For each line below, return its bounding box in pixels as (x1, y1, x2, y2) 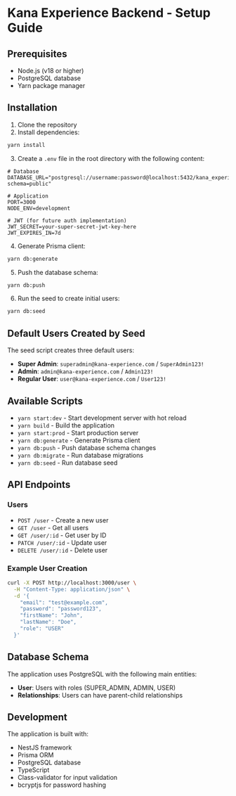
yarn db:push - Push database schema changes (17, 443, 157, 451)
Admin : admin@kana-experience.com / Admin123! (17, 367, 154, 375)
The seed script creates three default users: (7, 346, 135, 354)
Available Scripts (7, 395, 83, 407)
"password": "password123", (20, 605, 102, 612)
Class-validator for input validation (17, 773, 118, 782)
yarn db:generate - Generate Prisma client (17, 436, 140, 444)
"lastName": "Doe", (20, 619, 77, 626)
